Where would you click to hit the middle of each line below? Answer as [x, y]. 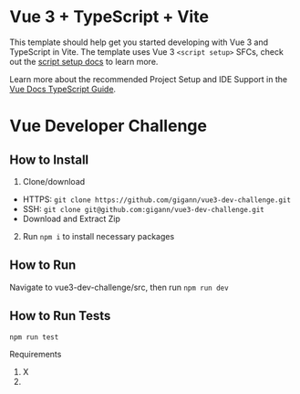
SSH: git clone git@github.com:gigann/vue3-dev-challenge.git [143, 208]
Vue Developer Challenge [109, 126]
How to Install [49, 160]
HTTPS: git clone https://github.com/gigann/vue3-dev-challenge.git [157, 199]
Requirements [36, 354]
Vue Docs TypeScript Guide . [63, 89]
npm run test [34, 337]
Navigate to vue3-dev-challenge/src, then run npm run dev [119, 287]
